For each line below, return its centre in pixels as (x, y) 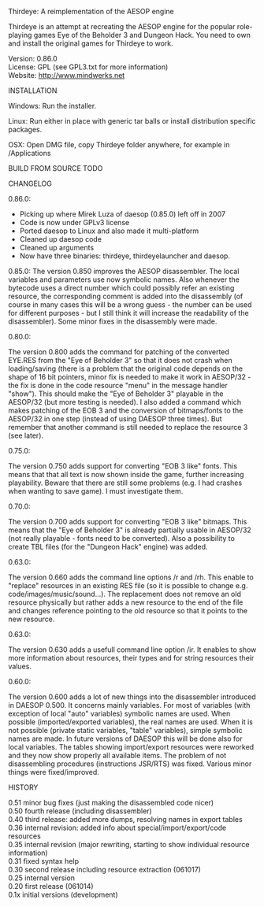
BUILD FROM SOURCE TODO (56, 168)
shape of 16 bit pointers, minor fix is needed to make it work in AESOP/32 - (130, 377)
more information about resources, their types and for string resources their (131, 658)
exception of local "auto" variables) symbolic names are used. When (119, 713)
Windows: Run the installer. (52, 106)
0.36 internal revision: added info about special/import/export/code (117, 827)
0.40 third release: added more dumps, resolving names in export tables (125, 819)
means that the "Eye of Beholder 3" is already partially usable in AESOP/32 (130, 530)
